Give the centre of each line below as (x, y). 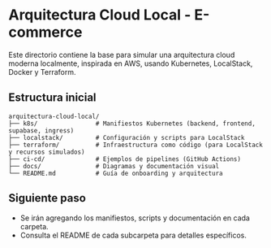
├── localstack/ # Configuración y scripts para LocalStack (127, 137)
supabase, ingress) (41, 131)
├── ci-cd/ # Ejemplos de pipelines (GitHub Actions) (125, 159)
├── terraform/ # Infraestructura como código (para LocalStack (136, 145)
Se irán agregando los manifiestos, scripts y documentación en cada (135, 218)
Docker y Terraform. (42, 72)
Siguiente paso (47, 198)
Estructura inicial (52, 98)
